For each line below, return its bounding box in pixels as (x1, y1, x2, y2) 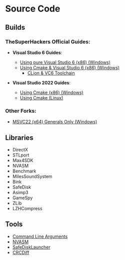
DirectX (12, 146, 28, 152)
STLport (12, 152, 29, 158)
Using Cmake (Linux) (19, 95, 63, 101)
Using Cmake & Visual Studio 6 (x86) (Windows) (19, 64, 120, 70)
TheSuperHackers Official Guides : (5, 38, 90, 45)
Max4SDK (12, 157, 33, 163)
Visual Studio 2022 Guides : (12, 79, 71, 85)
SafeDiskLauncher (12, 244, 51, 250)
